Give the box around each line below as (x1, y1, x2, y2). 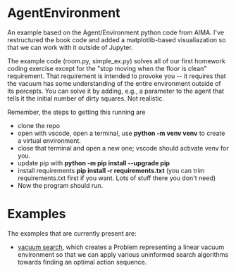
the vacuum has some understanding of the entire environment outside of (7, 79, 222, 87)
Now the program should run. (17, 181, 104, 189)
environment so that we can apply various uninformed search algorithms (17, 250, 229, 258)
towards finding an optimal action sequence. (17, 258, 147, 266)
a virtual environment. (17, 136, 81, 145)
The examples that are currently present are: (7, 229, 137, 237)
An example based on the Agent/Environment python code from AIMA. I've (7, 28, 224, 37)
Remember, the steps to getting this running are (7, 108, 146, 116)
